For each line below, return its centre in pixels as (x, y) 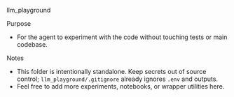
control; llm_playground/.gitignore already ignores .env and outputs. (117, 79)
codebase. (32, 44)
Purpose (19, 23)
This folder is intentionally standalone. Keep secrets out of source (111, 72)
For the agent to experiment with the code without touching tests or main (122, 37)
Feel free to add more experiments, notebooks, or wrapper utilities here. (121, 86)
